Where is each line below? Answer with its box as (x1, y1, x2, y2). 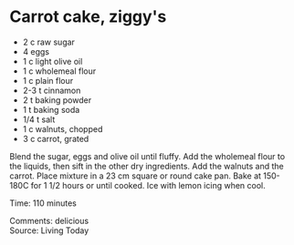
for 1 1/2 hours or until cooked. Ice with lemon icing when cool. (30, 179, 267, 190)
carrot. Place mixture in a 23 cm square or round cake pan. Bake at (9, 170, 262, 181)
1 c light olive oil (22, 56, 83, 66)
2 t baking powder (22, 94, 92, 106)
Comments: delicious (9, 215, 89, 226)
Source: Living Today (9, 225, 89, 236)
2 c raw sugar (22, 36, 76, 47)
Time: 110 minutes (9, 198, 78, 209)
